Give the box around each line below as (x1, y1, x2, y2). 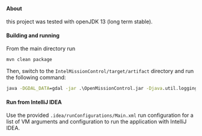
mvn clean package (6, 57, 52, 63)
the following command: (6, 74, 66, 81)
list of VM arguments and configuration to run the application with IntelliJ (6, 118, 187, 125)
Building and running (6, 32, 60, 39)
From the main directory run (6, 45, 76, 52)
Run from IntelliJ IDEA (6, 98, 62, 105)
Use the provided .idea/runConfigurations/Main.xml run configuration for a (6, 111, 194, 119)
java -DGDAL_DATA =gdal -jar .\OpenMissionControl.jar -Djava (6, 86, 163, 92)
